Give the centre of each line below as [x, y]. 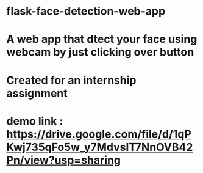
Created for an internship [71, 80]
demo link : [35, 121]
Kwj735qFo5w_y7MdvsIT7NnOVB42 [100, 147]
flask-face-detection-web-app [86, 11]
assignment [37, 93]
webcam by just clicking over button [100, 52]
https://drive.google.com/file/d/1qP [99, 134]
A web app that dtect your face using [102, 39]
